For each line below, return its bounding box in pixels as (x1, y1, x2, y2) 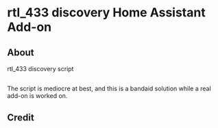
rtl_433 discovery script (7, 65, 74, 73)
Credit (7, 112, 34, 123)
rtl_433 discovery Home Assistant (7, 5, 206, 21)
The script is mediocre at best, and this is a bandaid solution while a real (7, 84, 211, 93)
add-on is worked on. (7, 92, 68, 100)
